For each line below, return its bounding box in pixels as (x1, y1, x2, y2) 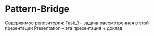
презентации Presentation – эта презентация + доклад (5, 25, 123, 31)
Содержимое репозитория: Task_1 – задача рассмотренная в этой (5, 20, 149, 26)
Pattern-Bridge (5, 3, 70, 15)
